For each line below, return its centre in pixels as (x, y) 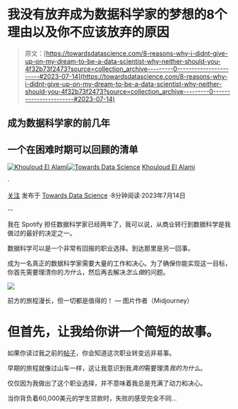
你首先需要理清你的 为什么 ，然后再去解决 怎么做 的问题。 (88, 272)
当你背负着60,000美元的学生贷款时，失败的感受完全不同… (92, 398)
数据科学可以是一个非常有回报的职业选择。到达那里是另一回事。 (101, 249)
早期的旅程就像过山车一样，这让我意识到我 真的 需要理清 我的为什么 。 (107, 368)
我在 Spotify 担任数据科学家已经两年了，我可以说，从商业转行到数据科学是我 (119, 224)
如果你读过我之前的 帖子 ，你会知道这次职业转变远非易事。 (91, 353)
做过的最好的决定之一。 (42, 233)
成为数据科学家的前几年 (59, 123)
